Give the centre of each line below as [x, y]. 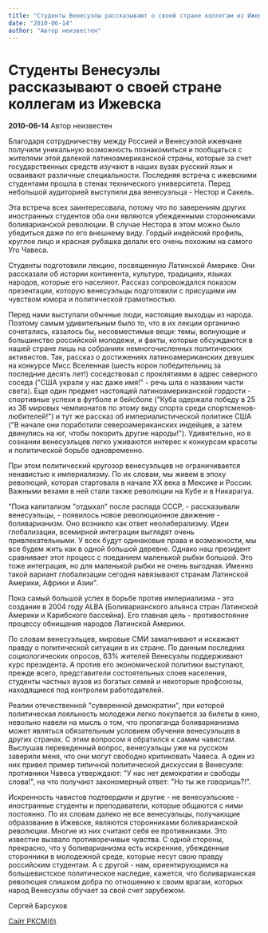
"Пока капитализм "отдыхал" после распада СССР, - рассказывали [124, 506]
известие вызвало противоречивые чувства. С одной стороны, [116, 840]
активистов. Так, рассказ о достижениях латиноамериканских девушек [131, 357]
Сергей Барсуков [38, 906]
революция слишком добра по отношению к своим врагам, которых [126, 882]
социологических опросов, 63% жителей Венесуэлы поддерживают [126, 656]
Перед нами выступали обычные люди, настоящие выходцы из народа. [131, 315]
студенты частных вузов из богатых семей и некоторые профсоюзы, [126, 682]
